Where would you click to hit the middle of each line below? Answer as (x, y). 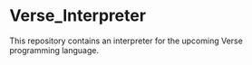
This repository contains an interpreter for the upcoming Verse (126, 41)
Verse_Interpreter (78, 16)
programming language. (54, 50)
